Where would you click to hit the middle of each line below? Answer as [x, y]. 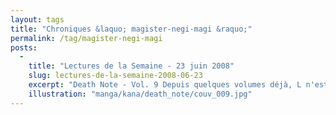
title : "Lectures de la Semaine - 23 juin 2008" [131, 66]
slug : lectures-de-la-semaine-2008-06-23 [115, 76]
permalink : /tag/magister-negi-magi [86, 38]
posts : [24, 47]
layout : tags [37, 19]
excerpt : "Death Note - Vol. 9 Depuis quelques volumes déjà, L [165, 85]
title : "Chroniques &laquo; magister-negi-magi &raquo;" [131, 29]
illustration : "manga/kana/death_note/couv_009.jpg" [140, 94]
